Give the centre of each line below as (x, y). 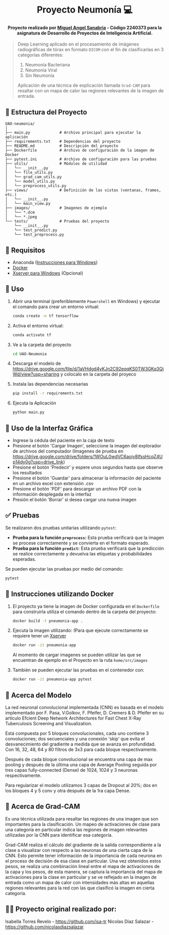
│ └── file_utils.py (29, 173)
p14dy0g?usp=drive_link (38, 462)
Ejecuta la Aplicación (34, 403)
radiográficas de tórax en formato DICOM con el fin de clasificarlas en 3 (91, 50)
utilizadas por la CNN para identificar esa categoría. (59, 835)
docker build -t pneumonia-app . (48, 621)
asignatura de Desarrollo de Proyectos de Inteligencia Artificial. (85, 33)
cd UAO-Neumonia (30, 354)
